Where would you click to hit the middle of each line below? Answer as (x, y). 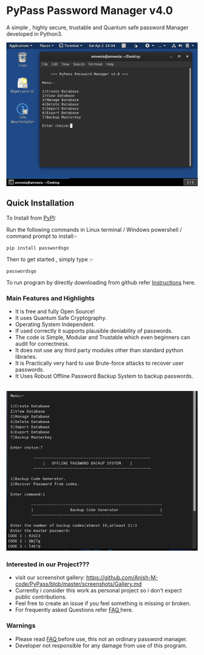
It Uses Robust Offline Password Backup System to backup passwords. (104, 376)
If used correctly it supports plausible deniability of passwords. (94, 331)
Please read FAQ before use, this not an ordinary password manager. (101, 639)
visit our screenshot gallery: (50, 578)
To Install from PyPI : (31, 218)
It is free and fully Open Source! (55, 311)
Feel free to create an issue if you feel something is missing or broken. (103, 603)
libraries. (26, 357)
